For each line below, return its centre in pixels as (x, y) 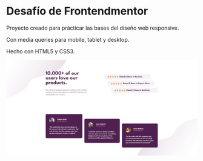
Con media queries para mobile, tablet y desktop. (68, 39)
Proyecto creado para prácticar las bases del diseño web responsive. (93, 28)
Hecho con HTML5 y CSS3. (41, 51)
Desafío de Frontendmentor (77, 11)
